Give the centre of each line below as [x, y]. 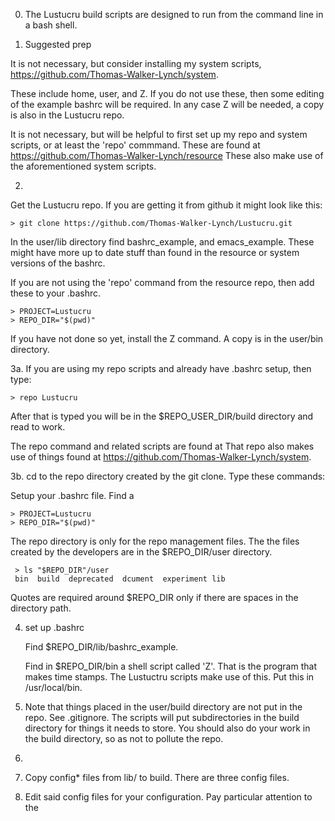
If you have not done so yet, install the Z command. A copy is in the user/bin [167, 338]
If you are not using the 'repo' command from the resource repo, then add [162, 282]
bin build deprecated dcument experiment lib [120, 579]
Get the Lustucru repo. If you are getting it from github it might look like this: [166, 205]
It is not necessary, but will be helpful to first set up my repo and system [159, 134]
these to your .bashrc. [56, 293]
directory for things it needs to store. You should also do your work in [167, 728]
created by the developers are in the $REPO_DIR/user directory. [141, 552]
